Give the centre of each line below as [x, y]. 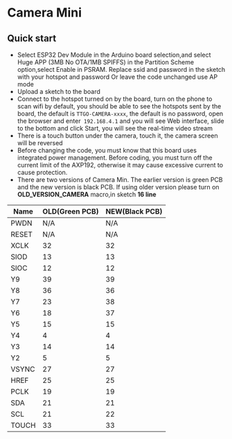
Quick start [32, 38]
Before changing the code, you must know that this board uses [107, 150]
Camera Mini [44, 13]
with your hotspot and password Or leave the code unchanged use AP [117, 77]
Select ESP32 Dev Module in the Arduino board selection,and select [114, 55]
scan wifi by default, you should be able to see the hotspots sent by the [119, 106]
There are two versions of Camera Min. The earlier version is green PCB [120, 180]
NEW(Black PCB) [134, 211]
